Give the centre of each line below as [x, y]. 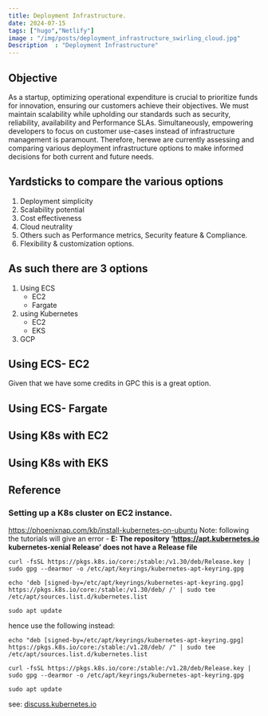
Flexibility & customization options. [77, 243]
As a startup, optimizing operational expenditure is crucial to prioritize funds [133, 97]
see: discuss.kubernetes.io [53, 704]
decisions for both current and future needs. [81, 156]
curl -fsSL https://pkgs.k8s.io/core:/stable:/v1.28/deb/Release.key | [130, 669]
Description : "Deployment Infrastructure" [83, 46]
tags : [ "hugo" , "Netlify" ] [51, 30]
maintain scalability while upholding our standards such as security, [120, 114]
